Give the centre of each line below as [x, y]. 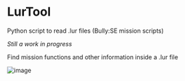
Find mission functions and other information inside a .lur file [92, 57]
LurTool [29, 12]
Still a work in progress [40, 44]
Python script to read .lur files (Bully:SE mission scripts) [86, 31]
